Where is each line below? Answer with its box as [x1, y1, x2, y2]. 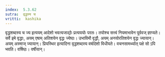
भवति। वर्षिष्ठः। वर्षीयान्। [5, 46, 45, 52]
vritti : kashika [5, 16, 41, 21]
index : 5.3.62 [5, 7, 37, 12]
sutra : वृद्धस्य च [5, 12, 36, 17]
